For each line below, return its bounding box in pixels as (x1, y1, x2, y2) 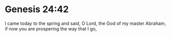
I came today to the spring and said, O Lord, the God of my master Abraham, (5, 20, 166, 26)
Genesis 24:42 (5, 4, 69, 15)
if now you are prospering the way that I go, (5, 25, 97, 31)
